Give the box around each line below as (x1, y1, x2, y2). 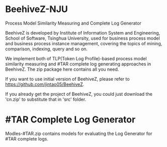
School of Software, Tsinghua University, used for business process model (5, 35, 160, 41)
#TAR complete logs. (5, 135, 49, 141)
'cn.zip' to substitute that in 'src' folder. (5, 96, 87, 102)
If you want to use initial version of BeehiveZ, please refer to (5, 76, 130, 82)
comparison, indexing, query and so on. (5, 46, 88, 52)
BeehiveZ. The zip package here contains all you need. (5, 66, 119, 72)
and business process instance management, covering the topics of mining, (5, 40, 162, 46)
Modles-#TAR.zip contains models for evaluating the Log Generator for (5, 130, 152, 136)
